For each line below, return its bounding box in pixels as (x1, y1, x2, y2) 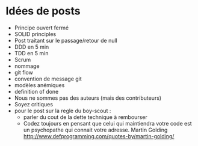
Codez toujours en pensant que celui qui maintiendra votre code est (23, 120, 192, 127)
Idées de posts (5, 4, 81, 18)
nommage (14, 62, 40, 70)
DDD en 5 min (14, 43, 49, 50)
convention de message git (14, 75, 82, 82)
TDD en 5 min (14, 49, 49, 56)
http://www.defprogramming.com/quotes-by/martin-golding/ (23, 132, 175, 139)
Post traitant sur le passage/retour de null (14, 37, 118, 44)
